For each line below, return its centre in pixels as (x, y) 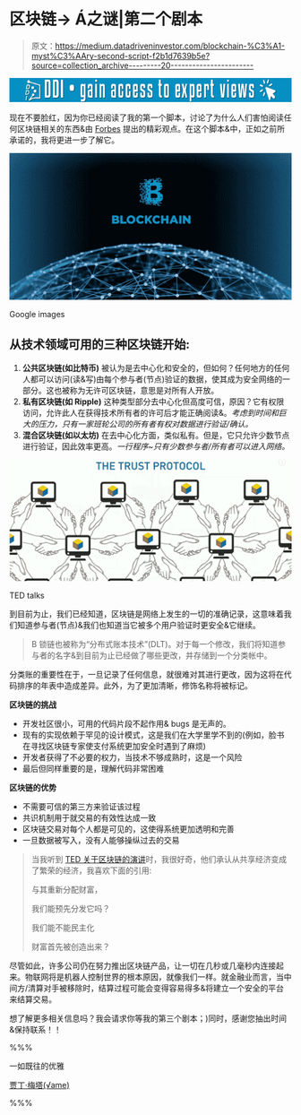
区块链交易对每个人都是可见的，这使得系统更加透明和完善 (128, 829)
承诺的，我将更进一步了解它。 (64, 140)
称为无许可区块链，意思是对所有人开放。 (144, 390)
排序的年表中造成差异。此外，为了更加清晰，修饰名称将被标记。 (134, 685)
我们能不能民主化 (63, 927)
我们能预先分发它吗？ (70, 908)
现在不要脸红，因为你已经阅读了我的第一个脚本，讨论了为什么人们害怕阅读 (146, 117)
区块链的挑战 (33, 704)
